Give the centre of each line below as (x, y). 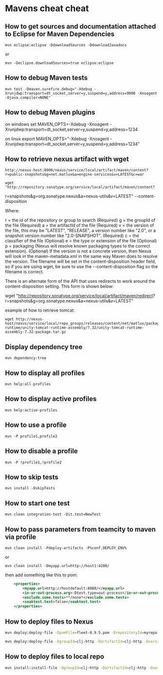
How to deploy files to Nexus (49, 621)
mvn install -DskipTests (30, 489)
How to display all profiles (45, 373)
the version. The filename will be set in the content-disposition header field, (81, 262)
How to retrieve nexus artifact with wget (67, 159)
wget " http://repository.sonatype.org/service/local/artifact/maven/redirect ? (80, 296)
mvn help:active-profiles (31, 410)
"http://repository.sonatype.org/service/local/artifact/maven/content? (80, 187)
